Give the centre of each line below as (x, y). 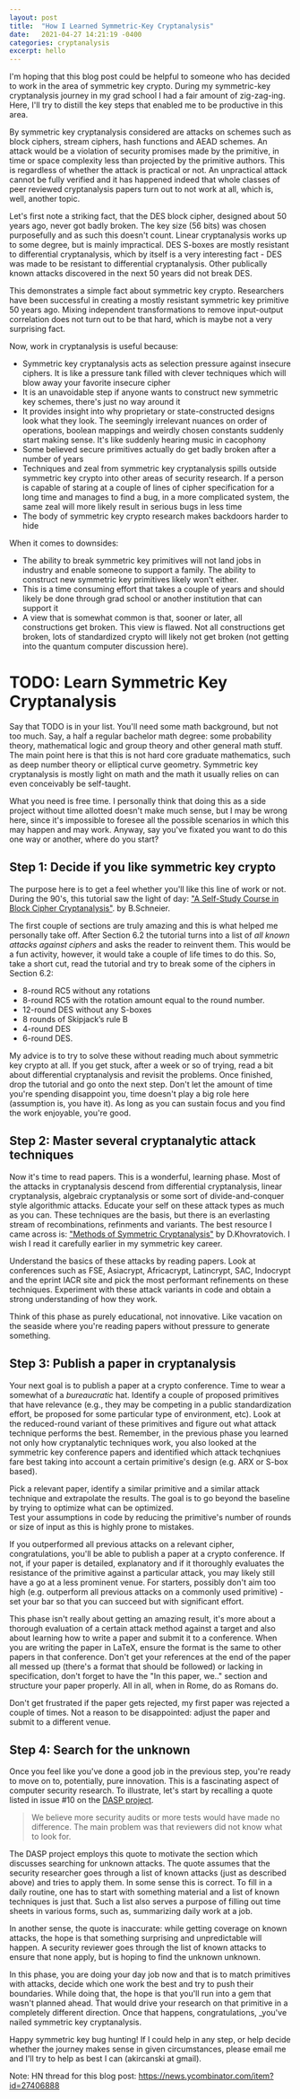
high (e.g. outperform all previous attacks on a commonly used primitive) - (146, 1592)
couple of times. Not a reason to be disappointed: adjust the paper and (140, 1712)
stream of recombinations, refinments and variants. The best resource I (141, 1224)
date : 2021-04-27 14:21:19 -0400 (76, 34)
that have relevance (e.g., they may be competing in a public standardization (150, 1404)
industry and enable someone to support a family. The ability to (139, 570)
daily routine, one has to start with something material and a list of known (145, 1892)
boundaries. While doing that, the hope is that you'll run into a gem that (140, 1994)
